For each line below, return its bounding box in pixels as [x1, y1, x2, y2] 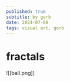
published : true [6, 8, 46, 15]
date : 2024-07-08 [6, 19, 49, 25]
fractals [6, 50, 45, 63]
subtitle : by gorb [6, 14, 51, 20]
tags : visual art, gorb [6, 25, 65, 31]
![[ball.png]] [6, 70, 35, 77]
